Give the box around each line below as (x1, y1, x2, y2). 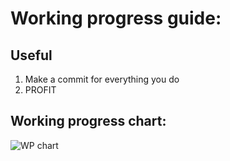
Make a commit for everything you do (24, 73, 180, 85)
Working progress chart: (10, 113, 167, 130)
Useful (10, 47, 53, 64)
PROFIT (24, 84, 57, 96)
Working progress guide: (10, 7, 222, 30)
